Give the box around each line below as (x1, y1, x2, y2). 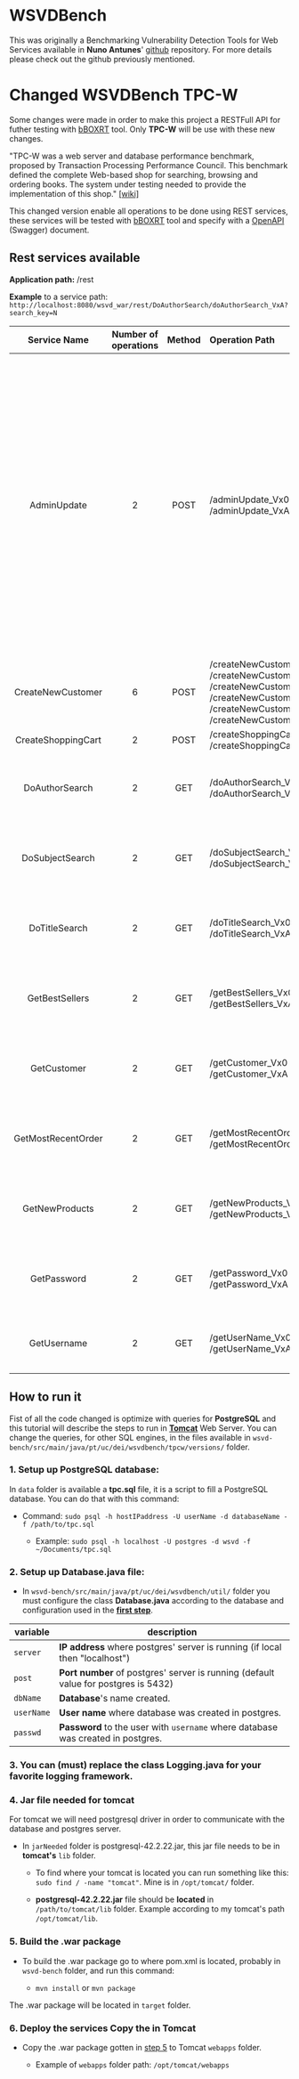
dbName (13, 1693, 42, 1703)
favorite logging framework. (9, 1770, 133, 1783)
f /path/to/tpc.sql (21, 1520, 95, 1529)
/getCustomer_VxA (209, 1068, 288, 1080)
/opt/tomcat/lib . (35, 1913, 99, 1924)
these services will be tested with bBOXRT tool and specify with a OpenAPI (9, 215, 285, 225)
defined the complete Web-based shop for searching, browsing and (9, 169, 258, 180)
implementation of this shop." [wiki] (9, 188, 140, 199)
